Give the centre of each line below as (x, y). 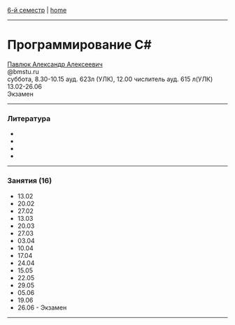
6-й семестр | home (37, 10)
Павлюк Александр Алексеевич (55, 64)
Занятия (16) (30, 181)
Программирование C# (79, 45)
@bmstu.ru (23, 71)
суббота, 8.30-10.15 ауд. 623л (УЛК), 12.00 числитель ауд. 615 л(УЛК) (110, 79)
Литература (29, 118)
